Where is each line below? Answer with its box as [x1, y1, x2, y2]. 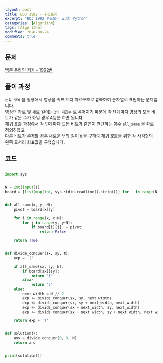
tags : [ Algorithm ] [5, 25, 42, 30]
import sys [5, 172, 27, 177]
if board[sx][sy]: [22, 269, 60, 274]
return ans [14, 340, 36, 345]
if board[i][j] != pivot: [31, 225, 83, 230]
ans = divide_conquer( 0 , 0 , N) [14, 336, 77, 341]
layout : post [5, 7, 32, 12]
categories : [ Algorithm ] [5, 20, 55, 26]
